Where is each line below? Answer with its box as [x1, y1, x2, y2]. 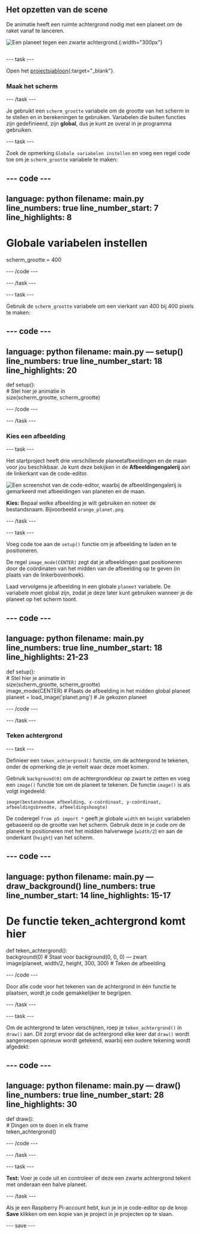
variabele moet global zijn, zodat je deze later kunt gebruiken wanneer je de [6, 589, 193, 596]
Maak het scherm [6, 82, 58, 90]
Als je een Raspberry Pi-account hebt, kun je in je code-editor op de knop [6, 1203, 188, 1211]
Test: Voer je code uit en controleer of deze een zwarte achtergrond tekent [6, 1174, 191, 1181]
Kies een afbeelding [6, 432, 66, 440]
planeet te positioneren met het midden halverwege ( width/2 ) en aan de [6, 827, 183, 835]
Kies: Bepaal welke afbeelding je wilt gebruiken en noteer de [6, 499, 156, 507]
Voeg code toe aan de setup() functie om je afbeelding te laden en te [6, 541, 177, 548]
